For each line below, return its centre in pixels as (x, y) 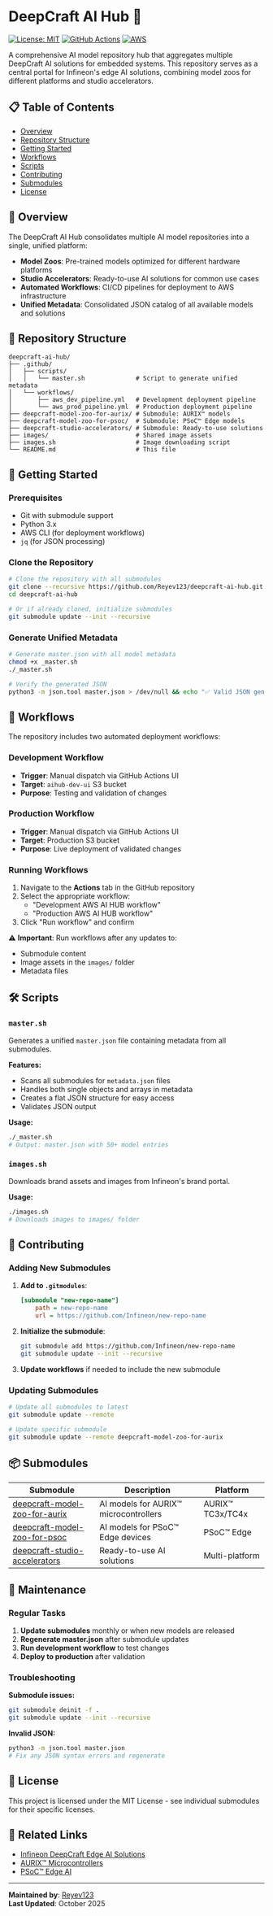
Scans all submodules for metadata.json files (95, 1080)
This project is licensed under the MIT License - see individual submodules (134, 1801)
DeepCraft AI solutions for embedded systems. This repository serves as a (133, 63)
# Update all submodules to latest (69, 1407)
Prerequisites (35, 498)
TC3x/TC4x (226, 1514)
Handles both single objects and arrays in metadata (106, 1089)
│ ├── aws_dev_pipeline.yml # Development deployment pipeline (132, 400)
